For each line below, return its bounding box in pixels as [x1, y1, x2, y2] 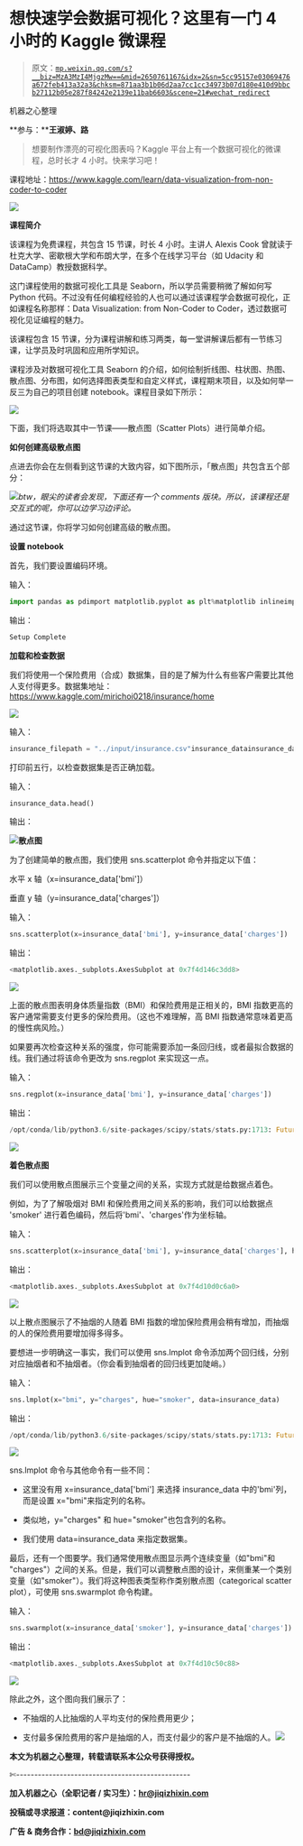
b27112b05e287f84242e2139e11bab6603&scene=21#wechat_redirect [31, 87, 271, 97]
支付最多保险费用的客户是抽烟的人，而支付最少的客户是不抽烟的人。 [22, 1732, 276, 1743]
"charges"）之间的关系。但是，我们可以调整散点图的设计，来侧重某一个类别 [9, 1564, 292, 1575]
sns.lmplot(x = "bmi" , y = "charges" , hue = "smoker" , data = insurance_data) [9, 1395, 280, 1404]
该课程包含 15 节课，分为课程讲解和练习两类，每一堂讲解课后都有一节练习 [9, 333, 282, 344]
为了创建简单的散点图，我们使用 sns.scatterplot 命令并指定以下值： [9, 854, 259, 866]
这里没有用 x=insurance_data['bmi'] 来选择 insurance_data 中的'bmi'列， [22, 1484, 291, 1495]
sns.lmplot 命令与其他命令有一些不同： [9, 1465, 153, 1475]
